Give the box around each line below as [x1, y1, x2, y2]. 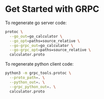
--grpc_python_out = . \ [9, 84, 56, 89]
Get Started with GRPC [5, 3, 100, 15]
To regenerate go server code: [5, 20, 67, 26]
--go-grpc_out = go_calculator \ [9, 43, 74, 48]
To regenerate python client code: [5, 61, 74, 67]
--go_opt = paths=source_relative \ [9, 38, 80, 43]
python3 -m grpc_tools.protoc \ [5, 70, 71, 76]
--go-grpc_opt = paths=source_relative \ [9, 48, 91, 53]
